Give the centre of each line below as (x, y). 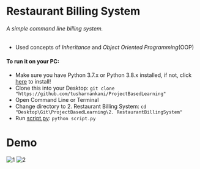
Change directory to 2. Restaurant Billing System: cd (81, 106)
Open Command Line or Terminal (57, 99)
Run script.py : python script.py (55, 118)
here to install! (33, 81)
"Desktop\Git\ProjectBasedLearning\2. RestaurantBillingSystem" (99, 112)
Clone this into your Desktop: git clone (65, 88)
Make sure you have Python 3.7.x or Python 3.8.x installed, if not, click (103, 75)
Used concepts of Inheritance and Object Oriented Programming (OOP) (105, 48)
